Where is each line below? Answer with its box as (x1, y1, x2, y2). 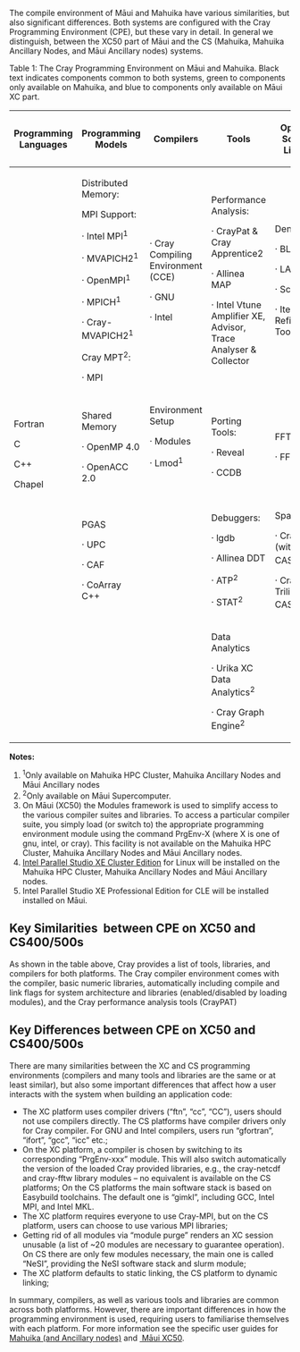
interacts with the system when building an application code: (9, 1088, 233, 1099)
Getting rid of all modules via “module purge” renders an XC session (21, 1229, 274, 1240)
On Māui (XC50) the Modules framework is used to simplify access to (21, 799, 279, 810)
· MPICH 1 (81, 294, 121, 308)
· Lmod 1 (149, 455, 184, 469)
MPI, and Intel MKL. (21, 1201, 95, 1212)
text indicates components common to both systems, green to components (9, 72, 286, 83)
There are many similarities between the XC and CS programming (9, 1060, 251, 1071)
